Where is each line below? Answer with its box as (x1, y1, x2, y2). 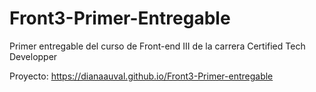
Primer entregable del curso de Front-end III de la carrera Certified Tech (9, 40, 306, 52)
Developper (9, 50, 58, 62)
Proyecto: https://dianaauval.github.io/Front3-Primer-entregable (9, 70, 274, 82)
